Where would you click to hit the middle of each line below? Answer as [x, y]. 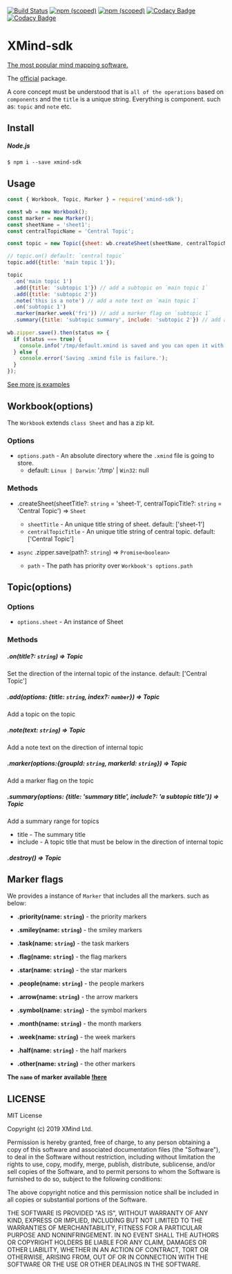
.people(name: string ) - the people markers [81, 983]
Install [21, 128]
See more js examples [39, 385]
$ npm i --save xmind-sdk [44, 162]
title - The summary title [51, 834]
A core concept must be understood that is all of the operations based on [116, 91]
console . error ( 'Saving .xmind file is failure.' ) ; [94, 358]
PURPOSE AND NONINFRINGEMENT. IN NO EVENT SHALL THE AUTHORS [113, 1235]
